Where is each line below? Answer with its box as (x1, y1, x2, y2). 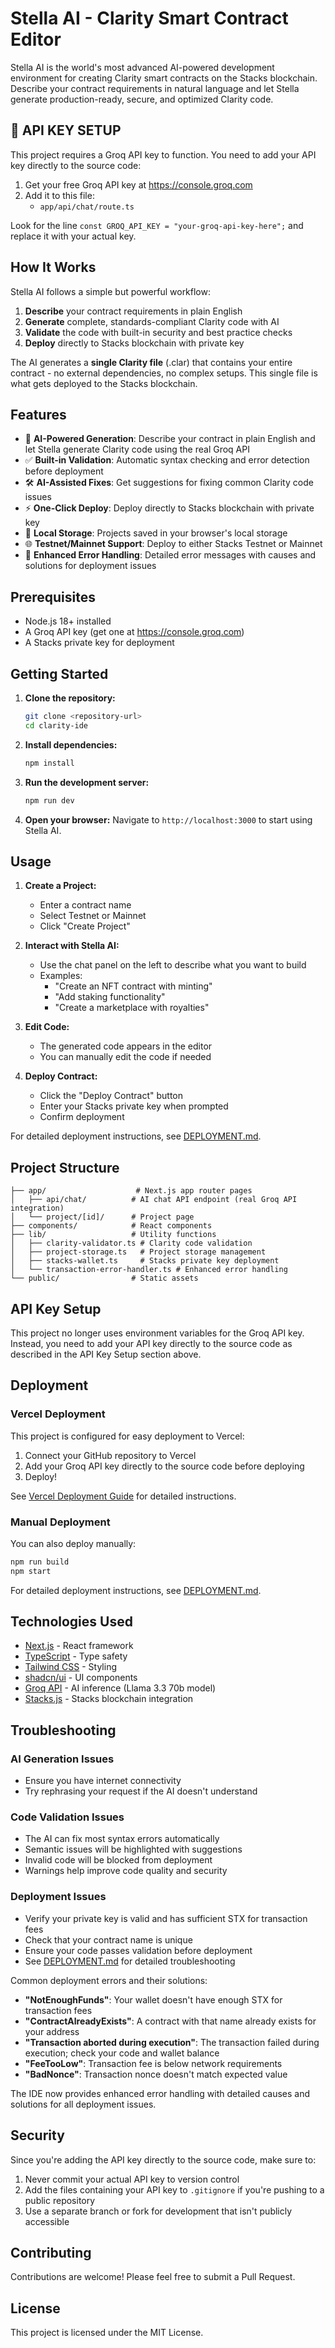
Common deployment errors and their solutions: (10, 1974, 208, 1986)
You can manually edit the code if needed (39, 1051, 212, 1063)
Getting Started (10, 665, 109, 682)
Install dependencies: (24, 738, 118, 751)
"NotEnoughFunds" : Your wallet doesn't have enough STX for (24, 1993, 283, 2006)
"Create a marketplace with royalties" (54, 1002, 210, 1014)
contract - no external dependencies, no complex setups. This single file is (10, 367, 318, 379)
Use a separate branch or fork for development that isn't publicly (24, 2205, 293, 2217)
